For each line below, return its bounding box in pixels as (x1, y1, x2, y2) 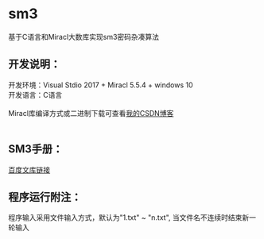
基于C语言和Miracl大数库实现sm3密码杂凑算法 (8, 32, 160, 41)
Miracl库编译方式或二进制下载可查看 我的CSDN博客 (8, 108, 174, 118)
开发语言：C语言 (8, 90, 63, 99)
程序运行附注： (8, 190, 82, 203)
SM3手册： (8, 142, 64, 156)
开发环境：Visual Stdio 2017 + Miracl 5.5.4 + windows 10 (8, 80, 193, 90)
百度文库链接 (8, 164, 50, 175)
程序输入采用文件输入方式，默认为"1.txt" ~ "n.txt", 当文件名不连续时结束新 (8, 213, 250, 222)
